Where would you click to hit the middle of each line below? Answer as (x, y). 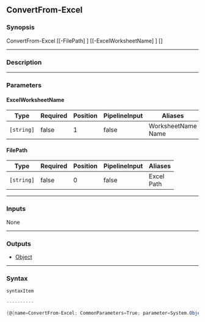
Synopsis (20, 27)
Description (24, 62)
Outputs (19, 243)
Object (23, 257)
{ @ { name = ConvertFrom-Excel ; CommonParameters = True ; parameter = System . (98, 313)
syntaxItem (20, 291)
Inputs (16, 209)
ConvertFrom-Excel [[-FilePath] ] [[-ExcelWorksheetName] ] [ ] (85, 41)
